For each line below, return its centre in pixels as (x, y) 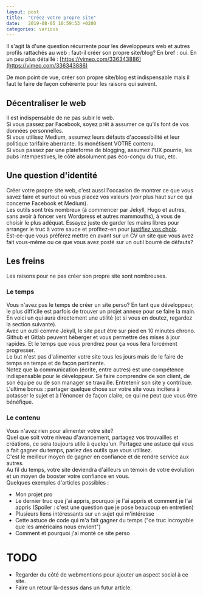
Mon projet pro (34, 494)
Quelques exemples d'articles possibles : (58, 483)
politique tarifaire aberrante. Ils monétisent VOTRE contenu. (81, 144)
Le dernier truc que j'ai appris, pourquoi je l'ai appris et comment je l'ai (104, 501)
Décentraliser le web (46, 103)
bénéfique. (20, 402)
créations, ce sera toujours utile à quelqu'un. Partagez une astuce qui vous (100, 444)
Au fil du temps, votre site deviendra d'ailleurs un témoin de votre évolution (100, 470)
